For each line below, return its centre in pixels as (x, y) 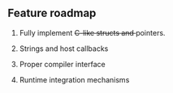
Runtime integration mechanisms (74, 79)
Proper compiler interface (63, 64)
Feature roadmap (52, 13)
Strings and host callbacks (64, 49)
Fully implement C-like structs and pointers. (92, 32)
